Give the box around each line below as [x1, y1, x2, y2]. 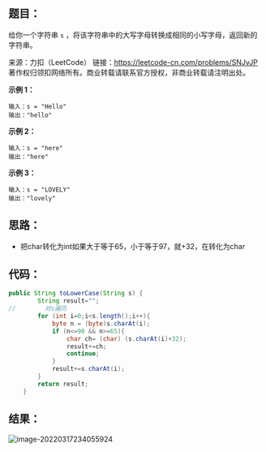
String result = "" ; [37, 297, 100, 305]
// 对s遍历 [8, 304, 67, 313]
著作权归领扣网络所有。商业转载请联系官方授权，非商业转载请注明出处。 [8, 67, 250, 77]
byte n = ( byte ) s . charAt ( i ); [51, 319, 151, 328]
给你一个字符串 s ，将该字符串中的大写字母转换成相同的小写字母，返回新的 [8, 30, 258, 40]
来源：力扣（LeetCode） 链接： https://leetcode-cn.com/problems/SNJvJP [8, 57, 258, 67]
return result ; [37, 380, 89, 388]
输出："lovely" [8, 194, 56, 202]
